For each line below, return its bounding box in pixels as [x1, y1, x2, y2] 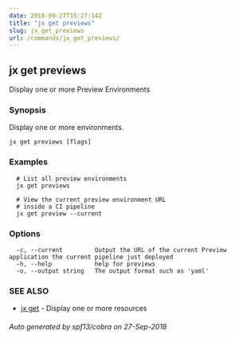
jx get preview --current [16, 209, 103, 218]
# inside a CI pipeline [16, 203, 95, 211]
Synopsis [9, 104, 46, 116]
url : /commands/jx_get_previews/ [9, 34, 120, 42]
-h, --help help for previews [16, 260, 156, 268]
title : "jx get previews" [9, 19, 95, 27]
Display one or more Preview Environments [9, 85, 151, 94]
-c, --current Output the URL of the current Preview [16, 246, 227, 254]
